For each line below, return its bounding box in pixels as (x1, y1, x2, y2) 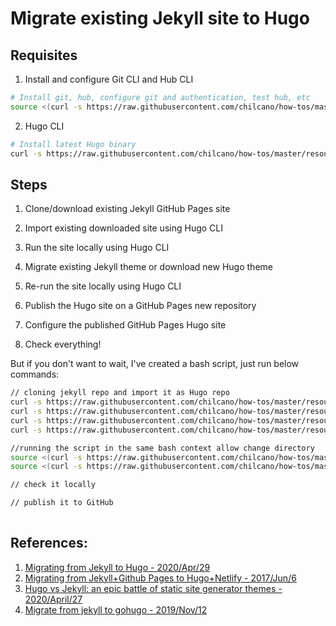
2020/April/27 (24, 593, 83, 605)
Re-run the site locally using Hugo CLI (24, 280, 182, 292)
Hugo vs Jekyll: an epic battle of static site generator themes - (24, 582, 283, 594)
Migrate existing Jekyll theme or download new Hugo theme (24, 261, 273, 273)
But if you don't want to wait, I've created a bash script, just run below (10, 358, 300, 370)
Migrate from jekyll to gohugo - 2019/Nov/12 (24, 603, 208, 616)
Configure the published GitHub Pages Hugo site (24, 319, 227, 331)
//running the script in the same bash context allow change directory (10, 443, 315, 453)
